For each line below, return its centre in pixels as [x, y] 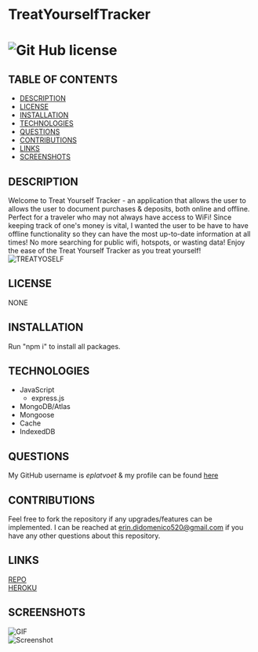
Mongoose [37, 415]
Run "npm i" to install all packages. [64, 346]
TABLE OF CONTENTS [63, 79]
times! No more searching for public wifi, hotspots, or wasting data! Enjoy [127, 242]
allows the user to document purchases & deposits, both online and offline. [129, 209]
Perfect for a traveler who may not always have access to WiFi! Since [120, 217]
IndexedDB [37, 432]
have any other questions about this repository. [84, 536]
